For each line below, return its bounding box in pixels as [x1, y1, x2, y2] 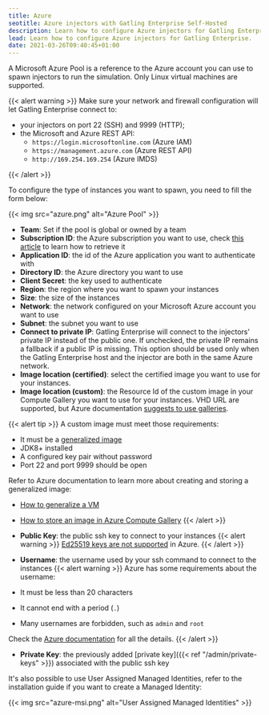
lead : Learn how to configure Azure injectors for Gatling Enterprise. [8, 34, 252, 42]
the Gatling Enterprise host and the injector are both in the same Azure [19, 353, 254, 362]
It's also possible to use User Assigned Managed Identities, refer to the [8, 674, 243, 684]
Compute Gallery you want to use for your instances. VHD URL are [19, 395, 240, 405]
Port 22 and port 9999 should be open [19, 460, 147, 470]
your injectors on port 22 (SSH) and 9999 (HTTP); [19, 120, 186, 130]
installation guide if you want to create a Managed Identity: [8, 682, 203, 692]
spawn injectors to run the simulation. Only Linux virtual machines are [8, 72, 239, 82]
